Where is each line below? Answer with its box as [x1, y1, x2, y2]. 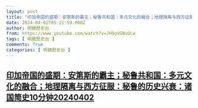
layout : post [6, 8, 38, 15]
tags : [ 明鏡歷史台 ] [6, 36, 55, 42]
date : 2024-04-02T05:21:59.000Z [6, 19, 85, 25]
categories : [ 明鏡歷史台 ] [6, 47, 71, 53]
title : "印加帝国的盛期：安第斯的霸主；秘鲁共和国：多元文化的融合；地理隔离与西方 [6, 14, 186, 20]
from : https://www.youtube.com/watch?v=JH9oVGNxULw [6, 31, 136, 37]
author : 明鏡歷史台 [6, 25, 49, 31]
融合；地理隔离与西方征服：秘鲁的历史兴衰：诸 [21, 81, 192, 91]
